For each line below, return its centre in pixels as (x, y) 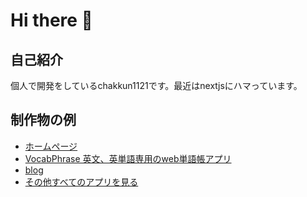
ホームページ (51, 146)
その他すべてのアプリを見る (81, 181)
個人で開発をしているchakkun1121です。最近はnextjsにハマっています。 (156, 85)
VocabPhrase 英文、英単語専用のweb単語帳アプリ (128, 158)
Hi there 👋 (51, 20)
